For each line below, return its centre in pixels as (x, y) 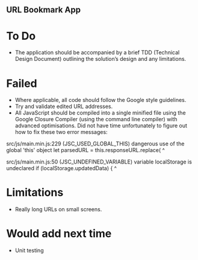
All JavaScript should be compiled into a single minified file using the (100, 113)
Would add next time (59, 234)
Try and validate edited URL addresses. (64, 106)
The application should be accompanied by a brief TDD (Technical (97, 52)
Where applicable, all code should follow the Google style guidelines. (101, 100)
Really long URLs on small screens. (58, 209)
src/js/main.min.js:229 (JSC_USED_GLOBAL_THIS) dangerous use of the (95, 144)
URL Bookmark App (44, 10)
